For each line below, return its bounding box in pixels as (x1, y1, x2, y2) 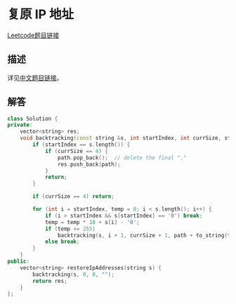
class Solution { (7, 115, 58, 122)
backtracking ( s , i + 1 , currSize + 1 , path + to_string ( (57, 232, 228, 239)
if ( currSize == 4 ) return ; (32, 193, 114, 200)
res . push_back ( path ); (57, 161, 121, 168)
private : (7, 121, 33, 128)
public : (7, 258, 30, 265)
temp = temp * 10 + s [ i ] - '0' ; (44, 218, 140, 225)
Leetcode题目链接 (7, 31, 60, 39)
